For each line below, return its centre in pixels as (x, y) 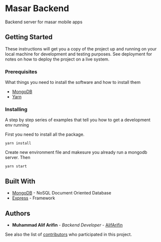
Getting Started (29, 37)
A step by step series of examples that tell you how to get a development (78, 120)
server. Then (18, 158)
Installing (16, 109)
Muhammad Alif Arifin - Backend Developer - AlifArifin (67, 225)
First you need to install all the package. (45, 134)
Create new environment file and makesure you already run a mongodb (76, 152)
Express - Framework (33, 198)
